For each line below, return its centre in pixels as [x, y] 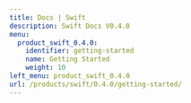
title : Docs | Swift [48, 17]
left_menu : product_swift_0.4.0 [69, 76]
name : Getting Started [68, 59]
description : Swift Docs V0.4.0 [69, 26]
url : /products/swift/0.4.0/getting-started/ [95, 84]
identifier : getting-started [80, 51]
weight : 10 [46, 68]
